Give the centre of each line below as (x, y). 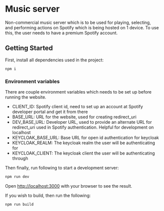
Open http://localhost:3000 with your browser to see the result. (69, 186)
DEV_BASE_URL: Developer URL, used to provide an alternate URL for (82, 122)
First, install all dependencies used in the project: (54, 60)
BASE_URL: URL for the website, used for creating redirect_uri (74, 117)
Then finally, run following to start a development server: (62, 168)
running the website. (26, 97)
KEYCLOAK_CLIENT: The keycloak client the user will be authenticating (83, 153)
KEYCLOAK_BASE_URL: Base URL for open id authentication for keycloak (85, 137)
